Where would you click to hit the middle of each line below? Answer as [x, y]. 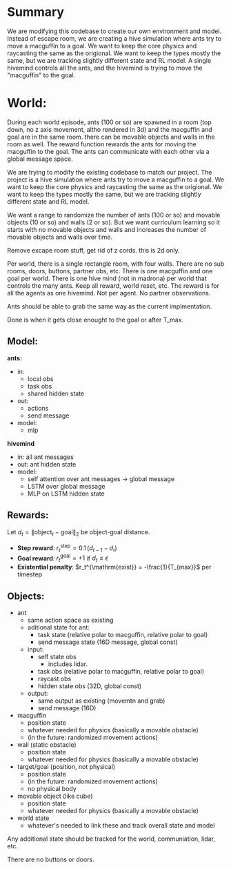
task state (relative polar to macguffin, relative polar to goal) [123, 635]
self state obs [57, 657]
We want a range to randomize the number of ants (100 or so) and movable [114, 215]
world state [33, 818]
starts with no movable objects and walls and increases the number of [107, 229]
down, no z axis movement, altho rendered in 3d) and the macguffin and [110, 129]
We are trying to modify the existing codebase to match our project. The [110, 172]
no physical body [52, 789]
